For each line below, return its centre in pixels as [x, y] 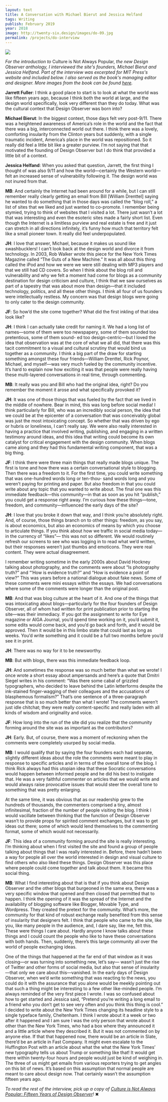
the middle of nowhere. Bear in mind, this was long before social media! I [80, 405]
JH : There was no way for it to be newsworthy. [53, 651]
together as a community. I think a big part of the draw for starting [73, 353]
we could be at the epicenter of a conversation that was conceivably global [83, 415]
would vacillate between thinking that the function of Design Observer [77, 815]
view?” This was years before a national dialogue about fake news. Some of [83, 578]
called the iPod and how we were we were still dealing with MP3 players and [84, 264]
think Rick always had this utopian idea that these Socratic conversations [81, 768]
